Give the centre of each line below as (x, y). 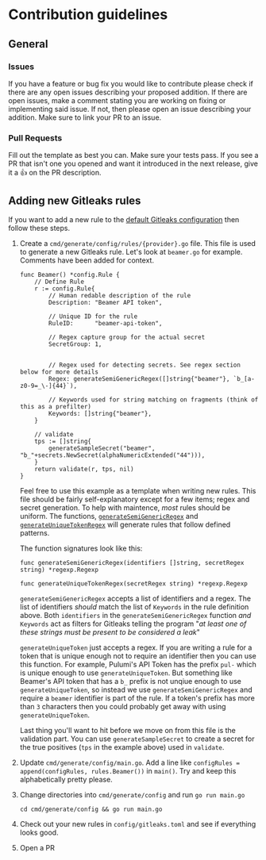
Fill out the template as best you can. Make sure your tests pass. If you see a (133, 155)
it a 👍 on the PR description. (55, 173)
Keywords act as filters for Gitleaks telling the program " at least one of (133, 624)
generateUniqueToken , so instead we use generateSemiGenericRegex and (136, 689)
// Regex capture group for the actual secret (127, 337)
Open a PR (37, 847)
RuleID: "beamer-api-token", (106, 323)
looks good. (39, 832)
